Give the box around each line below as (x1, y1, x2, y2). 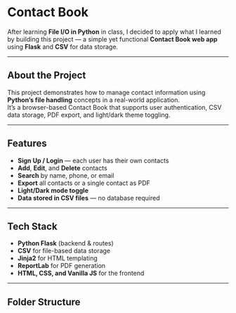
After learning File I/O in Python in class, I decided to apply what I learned (7, 27, 221, 36)
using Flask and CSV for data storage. (7, 42, 118, 51)
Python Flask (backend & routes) (17, 239, 114, 248)
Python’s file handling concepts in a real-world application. (7, 96, 181, 104)
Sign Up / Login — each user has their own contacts (17, 156, 169, 165)
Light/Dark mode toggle (17, 186, 89, 194)
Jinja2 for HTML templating (17, 254, 98, 262)
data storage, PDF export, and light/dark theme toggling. (7, 110, 171, 119)
